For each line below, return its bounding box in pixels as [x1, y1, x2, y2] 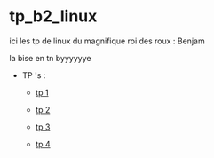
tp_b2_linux [9, 6, 98, 27]
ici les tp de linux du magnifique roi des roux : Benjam [9, 36, 206, 46]
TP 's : [21, 69, 46, 81]
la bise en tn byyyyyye [9, 52, 91, 63]
